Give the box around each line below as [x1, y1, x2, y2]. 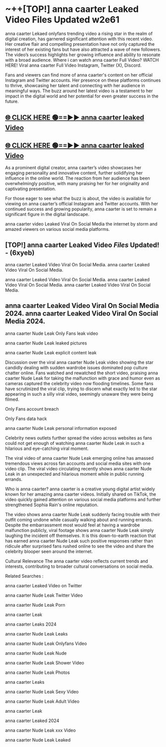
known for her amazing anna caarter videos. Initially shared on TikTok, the [5, 491, 156, 497]
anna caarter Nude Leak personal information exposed [5, 425, 117, 431]
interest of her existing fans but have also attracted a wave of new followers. [5, 46, 162, 52]
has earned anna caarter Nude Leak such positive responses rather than [5, 537, 153, 543]
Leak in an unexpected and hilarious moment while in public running [5, 471, 145, 477]
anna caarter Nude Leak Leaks [5, 631, 68, 637]
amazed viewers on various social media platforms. [5, 226, 110, 232]
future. [5, 98, 19, 104]
